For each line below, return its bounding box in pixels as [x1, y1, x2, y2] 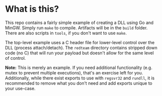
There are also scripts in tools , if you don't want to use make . [5, 30, 127, 36]
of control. [5, 55, 26, 61]
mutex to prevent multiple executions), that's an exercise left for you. [5, 70, 143, 75]
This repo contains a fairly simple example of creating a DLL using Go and [5, 20, 154, 25]
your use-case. [5, 85, 36, 91]
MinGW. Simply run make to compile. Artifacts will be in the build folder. [5, 24, 148, 30]
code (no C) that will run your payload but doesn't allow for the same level [5, 50, 154, 56]
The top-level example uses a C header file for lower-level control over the [5, 39, 155, 45]
